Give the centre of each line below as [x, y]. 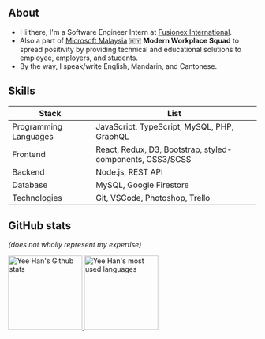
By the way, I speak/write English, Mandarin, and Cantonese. [118, 66]
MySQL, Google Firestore [142, 185]
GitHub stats [40, 226]
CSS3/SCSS [169, 159]
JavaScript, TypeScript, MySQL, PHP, [165, 126]
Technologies [37, 198]
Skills [22, 91]
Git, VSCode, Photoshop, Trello [153, 198]
